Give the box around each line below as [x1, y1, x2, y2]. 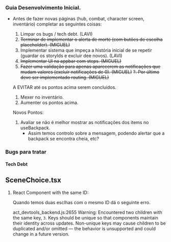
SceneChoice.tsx [5, 176, 61, 185]
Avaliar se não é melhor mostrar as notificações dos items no [20, 119, 149, 126]
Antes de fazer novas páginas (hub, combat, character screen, [12, 16, 144, 22]
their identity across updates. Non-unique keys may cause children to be [12, 220, 166, 226]
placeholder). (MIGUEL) [20, 42, 70, 48]
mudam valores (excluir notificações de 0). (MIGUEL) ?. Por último [20, 69, 160, 75]
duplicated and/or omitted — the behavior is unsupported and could [12, 225, 156, 231]
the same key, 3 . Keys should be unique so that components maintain [12, 214, 158, 221]
